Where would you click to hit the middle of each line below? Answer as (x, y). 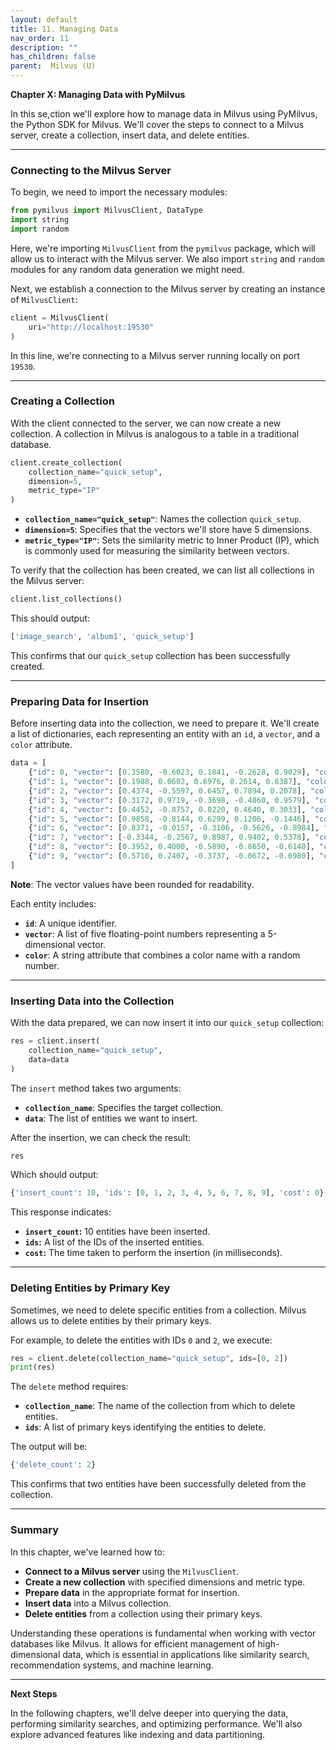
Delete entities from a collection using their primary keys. (143, 1613)
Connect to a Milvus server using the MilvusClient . (132, 1571)
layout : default (44, 19)
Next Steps (34, 1693)
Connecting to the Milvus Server (91, 170)
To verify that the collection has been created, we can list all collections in (162, 570)
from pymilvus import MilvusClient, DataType (106, 211)
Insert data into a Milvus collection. (98, 1603)
